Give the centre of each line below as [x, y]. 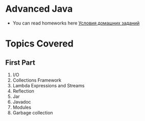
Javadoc [22, 102]
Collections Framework [37, 80]
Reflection [23, 91]
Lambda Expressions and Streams [49, 85]
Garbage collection [33, 112]
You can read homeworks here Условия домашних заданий [76, 23]
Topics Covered [40, 44]
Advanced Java [39, 9]
